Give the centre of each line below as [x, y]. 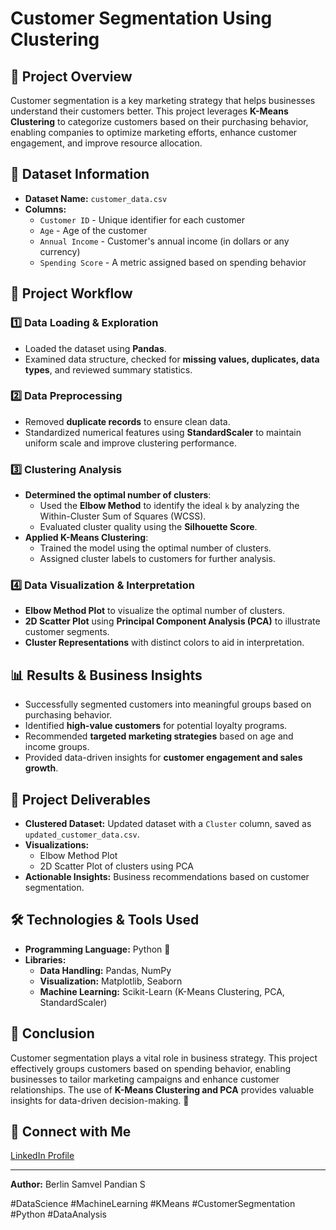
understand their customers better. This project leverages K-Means [149, 111]
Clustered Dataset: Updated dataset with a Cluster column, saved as [168, 824]
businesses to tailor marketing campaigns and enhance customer [145, 1079]
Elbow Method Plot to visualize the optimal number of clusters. [154, 611]
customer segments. [67, 632]
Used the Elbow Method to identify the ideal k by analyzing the [169, 506]
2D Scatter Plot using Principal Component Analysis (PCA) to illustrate [172, 621]
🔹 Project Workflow [71, 293]
